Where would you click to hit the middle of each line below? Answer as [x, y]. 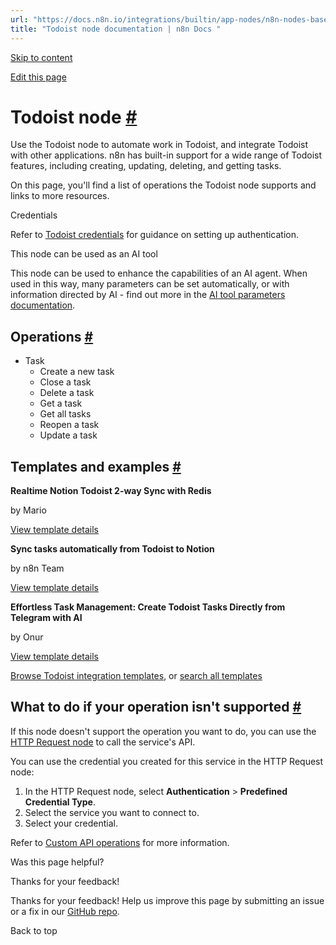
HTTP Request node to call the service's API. [103, 742]
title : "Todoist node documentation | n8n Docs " [116, 29]
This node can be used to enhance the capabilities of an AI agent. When [159, 273]
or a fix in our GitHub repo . [65, 911]
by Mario [28, 510]
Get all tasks [65, 414]
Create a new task [77, 372]
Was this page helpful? [57, 862]
